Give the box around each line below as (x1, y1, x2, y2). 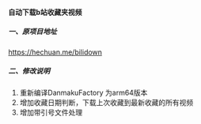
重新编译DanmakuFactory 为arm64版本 (19, 88, 148, 97)
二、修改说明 (8, 66, 50, 76)
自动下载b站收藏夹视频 (8, 7, 82, 17)
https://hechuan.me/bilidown (8, 47, 103, 57)
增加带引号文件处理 (19, 107, 83, 117)
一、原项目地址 (8, 27, 57, 36)
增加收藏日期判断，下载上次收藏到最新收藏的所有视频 (19, 97, 194, 107)
